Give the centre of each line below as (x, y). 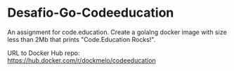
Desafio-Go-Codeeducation (91, 13)
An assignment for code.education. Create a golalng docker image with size (117, 32)
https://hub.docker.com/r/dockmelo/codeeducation (82, 60)
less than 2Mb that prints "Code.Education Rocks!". (82, 39)
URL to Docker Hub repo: (44, 53)
